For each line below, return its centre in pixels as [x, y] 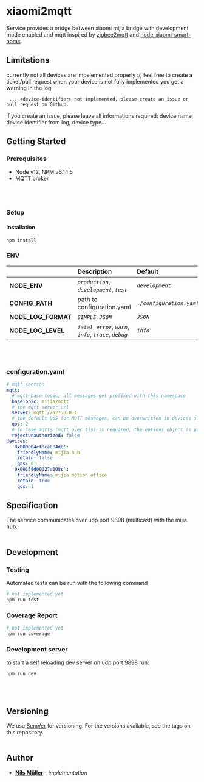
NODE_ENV [26, 285]
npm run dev [21, 674]
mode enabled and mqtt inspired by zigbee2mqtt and [73, 34]
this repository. [25, 732]
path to [87, 299]
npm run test [23, 600]
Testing [18, 570]
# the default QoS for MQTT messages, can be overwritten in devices [101, 418]
